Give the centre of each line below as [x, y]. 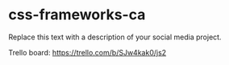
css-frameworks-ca [77, 15]
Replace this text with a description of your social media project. [115, 37]
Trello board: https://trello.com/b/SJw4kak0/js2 [87, 52]
